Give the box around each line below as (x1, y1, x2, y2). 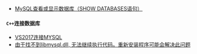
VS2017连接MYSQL (14, 34, 63, 41)
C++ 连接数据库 (6, 19, 40, 26)
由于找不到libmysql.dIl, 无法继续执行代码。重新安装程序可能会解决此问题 (14, 41, 191, 48)
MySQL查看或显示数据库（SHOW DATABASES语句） (14, 5, 143, 12)
